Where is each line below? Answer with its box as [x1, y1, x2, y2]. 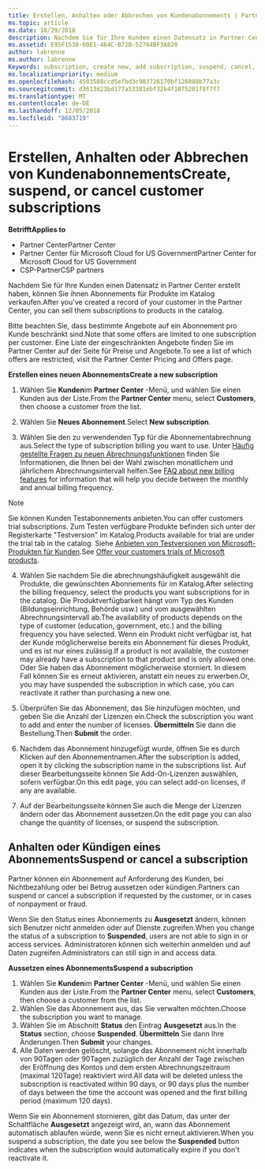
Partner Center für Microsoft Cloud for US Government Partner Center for [19, 248, 257, 257]
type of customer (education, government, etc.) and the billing [19, 620, 222, 630]
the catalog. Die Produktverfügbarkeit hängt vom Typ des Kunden [19, 595, 234, 605]
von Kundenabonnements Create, [8, 165, 231, 183]
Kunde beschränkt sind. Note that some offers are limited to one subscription [8, 329, 256, 339]
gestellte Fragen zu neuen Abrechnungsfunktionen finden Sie [19, 449, 220, 459]
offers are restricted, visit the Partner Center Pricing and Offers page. [8, 354, 233, 364]
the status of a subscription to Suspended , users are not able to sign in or [8, 931, 248, 940]
